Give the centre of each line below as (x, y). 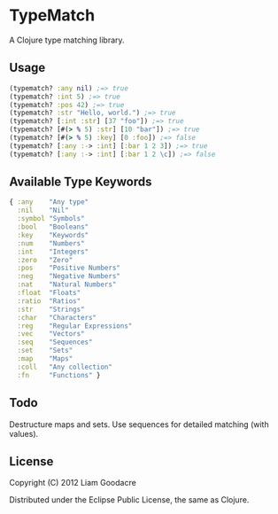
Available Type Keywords (81, 182)
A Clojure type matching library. (67, 40)
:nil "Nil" (43, 210)
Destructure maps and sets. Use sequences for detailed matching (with (139, 424)
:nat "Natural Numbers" (67, 284)
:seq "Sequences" (55, 342)
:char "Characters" (57, 317)
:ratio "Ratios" (49, 301)
